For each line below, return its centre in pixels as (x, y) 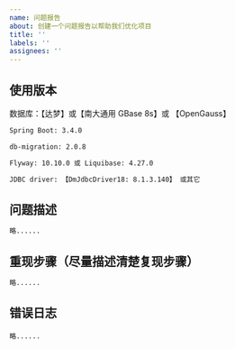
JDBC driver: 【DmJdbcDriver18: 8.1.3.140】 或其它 (105, 179)
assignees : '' (36, 51)
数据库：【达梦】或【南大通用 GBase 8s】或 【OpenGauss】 (120, 113)
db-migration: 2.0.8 (48, 147)
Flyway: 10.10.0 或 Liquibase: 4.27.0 (81, 163)
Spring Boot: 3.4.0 (46, 130)
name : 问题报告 (35, 18)
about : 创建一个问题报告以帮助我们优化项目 (81, 26)
